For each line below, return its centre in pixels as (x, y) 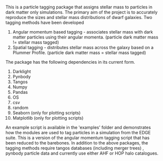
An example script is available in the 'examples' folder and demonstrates (78, 127)
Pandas (20, 92)
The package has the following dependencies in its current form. (70, 62)
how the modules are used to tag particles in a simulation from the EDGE (78, 133)
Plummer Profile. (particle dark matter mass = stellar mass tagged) (79, 53)
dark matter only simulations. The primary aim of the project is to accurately (81, 12)
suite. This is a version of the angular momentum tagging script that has (78, 138)
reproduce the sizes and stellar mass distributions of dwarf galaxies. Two (79, 17)
